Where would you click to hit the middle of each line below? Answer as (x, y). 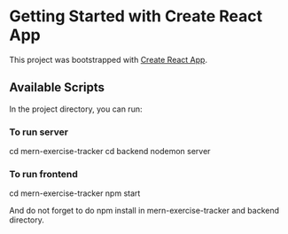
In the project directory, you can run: (76, 109)
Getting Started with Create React (136, 16)
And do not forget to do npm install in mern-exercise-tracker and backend (144, 211)
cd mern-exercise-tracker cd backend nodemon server (110, 152)
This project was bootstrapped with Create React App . (109, 59)
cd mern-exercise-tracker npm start (75, 193)
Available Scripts (57, 87)
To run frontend (43, 174)
